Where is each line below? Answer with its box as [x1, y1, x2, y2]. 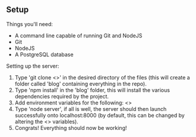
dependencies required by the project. [14, 93, 109, 100]
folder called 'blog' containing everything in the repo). [14, 80, 147, 87]
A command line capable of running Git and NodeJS [14, 32, 143, 39]
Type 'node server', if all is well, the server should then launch [14, 105, 167, 112]
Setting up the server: [6, 62, 59, 69]
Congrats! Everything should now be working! [14, 124, 127, 131]
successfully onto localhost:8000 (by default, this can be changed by [14, 111, 185, 119]
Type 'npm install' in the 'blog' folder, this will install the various [14, 86, 170, 94]
